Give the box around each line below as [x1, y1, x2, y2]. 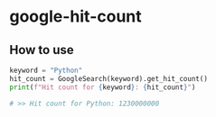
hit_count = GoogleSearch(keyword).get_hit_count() [9, 74, 208, 83]
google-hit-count [9, 6, 142, 27]
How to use [9, 42, 74, 58]
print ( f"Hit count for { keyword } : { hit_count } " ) [9, 83, 196, 92]
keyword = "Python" [9, 66, 83, 75]
